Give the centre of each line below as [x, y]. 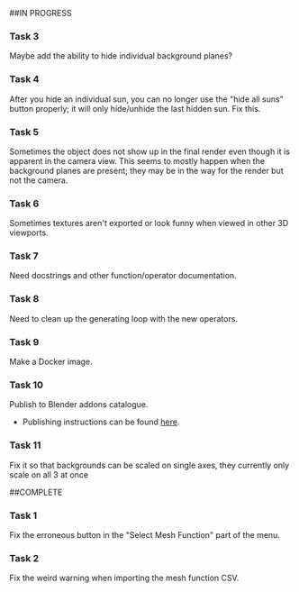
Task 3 [24, 36]
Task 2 [24, 558]
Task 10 [26, 385]
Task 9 [24, 342]
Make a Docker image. [51, 362]
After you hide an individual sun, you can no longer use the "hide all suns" [146, 99]
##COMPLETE [36, 492]
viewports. [29, 232]
